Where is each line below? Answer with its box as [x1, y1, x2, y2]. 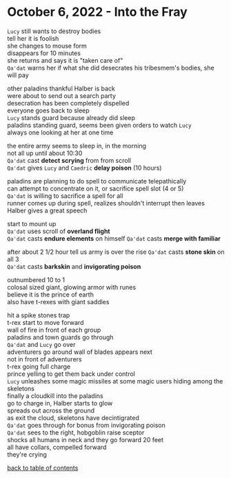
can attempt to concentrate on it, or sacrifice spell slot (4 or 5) [7, 184, 184, 192]
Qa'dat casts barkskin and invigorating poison [7, 262, 141, 270]
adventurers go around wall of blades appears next [7, 348, 153, 356]
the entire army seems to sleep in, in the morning [7, 141, 147, 150]
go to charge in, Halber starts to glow [7, 399, 113, 407]
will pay [7, 70, 29, 79]
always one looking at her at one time [7, 128, 114, 137]
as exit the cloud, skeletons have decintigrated [7, 413, 139, 421]
